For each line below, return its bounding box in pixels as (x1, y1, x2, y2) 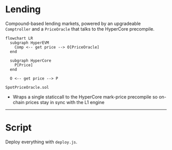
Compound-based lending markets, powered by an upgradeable (5, 20, 141, 27)
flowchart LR (5, 36, 33, 41)
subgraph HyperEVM (10, 40, 50, 45)
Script (5, 122, 32, 134)
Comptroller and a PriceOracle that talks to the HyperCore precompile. (5, 26, 155, 32)
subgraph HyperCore (10, 58, 52, 63)
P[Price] (14, 62, 33, 67)
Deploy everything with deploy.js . (5, 139, 78, 145)
